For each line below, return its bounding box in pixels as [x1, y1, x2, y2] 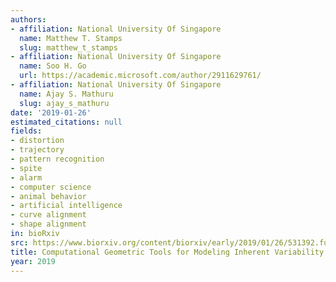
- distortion [10, 136, 65, 146]
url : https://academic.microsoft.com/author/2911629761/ [19, 71, 262, 81]
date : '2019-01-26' [10, 107, 92, 118]
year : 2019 [10, 256, 56, 266]
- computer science [10, 182, 92, 192]
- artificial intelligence [10, 201, 123, 211]
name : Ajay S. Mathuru [19, 89, 114, 99]
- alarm [10, 172, 43, 183]
